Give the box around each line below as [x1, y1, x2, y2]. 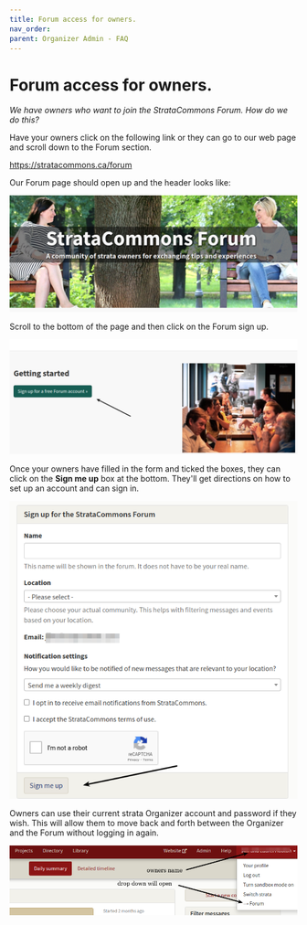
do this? [9, 114, 39, 125]
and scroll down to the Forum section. [9, 142, 153, 153]
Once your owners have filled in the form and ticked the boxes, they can [9, 462, 281, 474]
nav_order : [9, 24, 51, 34]
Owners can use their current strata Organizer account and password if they [9, 808, 297, 819]
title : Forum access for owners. [9, 15, 137, 24]
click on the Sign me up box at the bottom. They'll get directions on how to [9, 473, 291, 484]
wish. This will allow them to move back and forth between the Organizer [9, 818, 284, 829]
